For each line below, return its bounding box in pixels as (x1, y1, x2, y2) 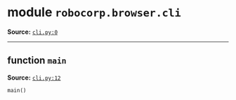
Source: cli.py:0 (7, 27, 58, 36)
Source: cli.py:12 (7, 73, 61, 82)
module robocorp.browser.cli (7, 4, 181, 20)
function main (7, 54, 67, 67)
